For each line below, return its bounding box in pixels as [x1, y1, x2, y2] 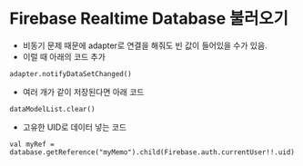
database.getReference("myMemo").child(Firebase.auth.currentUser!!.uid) [9, 147, 296, 157]
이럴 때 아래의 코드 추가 [22, 51, 106, 62]
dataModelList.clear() [9, 104, 96, 113]
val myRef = [9, 140, 55, 149]
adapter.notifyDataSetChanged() [9, 69, 132, 78]
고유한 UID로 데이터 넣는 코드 [22, 122, 127, 132]
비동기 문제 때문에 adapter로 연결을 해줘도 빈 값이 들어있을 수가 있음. [22, 40, 268, 51]
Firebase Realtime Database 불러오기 [9, 8, 288, 29]
